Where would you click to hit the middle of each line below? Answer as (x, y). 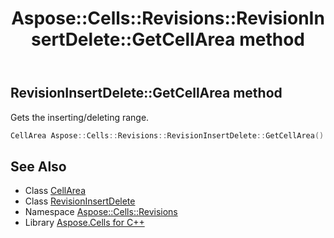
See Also (38, 166)
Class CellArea (55, 191)
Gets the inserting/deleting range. (80, 117)
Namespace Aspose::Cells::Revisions (101, 212)
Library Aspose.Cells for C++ (84, 223)
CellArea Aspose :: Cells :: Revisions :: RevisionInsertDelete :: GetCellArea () (167, 135)
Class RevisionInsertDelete (80, 201)
